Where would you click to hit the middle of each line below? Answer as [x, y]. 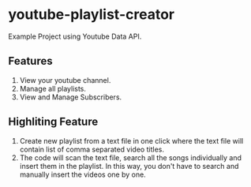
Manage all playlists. [53, 88]
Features [30, 61]
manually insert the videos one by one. [82, 174]
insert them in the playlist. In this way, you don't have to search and [129, 166]
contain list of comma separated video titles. [92, 149]
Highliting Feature [53, 122]
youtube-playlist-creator [92, 15]
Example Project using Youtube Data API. [75, 36]
